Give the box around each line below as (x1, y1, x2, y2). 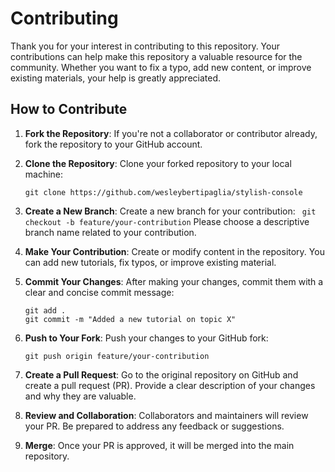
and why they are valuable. (24, 390, 137, 402)
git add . (24, 305, 67, 316)
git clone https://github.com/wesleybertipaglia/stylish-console (24, 187, 303, 197)
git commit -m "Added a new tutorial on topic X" (24, 314, 237, 324)
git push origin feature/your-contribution (24, 351, 210, 361)
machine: (24, 168, 64, 180)
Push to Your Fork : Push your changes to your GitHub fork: (24, 332, 269, 344)
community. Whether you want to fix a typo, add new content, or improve (10, 61, 312, 73)
